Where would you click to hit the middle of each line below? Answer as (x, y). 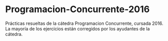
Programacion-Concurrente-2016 (78, 9)
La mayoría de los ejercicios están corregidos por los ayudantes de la (78, 28)
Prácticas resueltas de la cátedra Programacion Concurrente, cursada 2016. (84, 23)
